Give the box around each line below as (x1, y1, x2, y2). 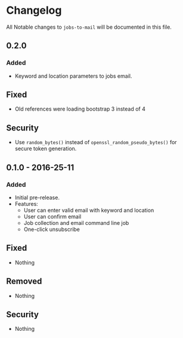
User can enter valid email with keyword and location (23, 206, 154, 214)
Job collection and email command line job (23, 219, 129, 226)
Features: (14, 200, 39, 207)
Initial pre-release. (14, 194, 60, 201)
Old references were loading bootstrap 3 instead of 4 (14, 105, 146, 112)
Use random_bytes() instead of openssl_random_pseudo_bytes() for (14, 139, 177, 146)
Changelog (6, 4, 62, 17)
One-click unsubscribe (23, 226, 80, 233)
